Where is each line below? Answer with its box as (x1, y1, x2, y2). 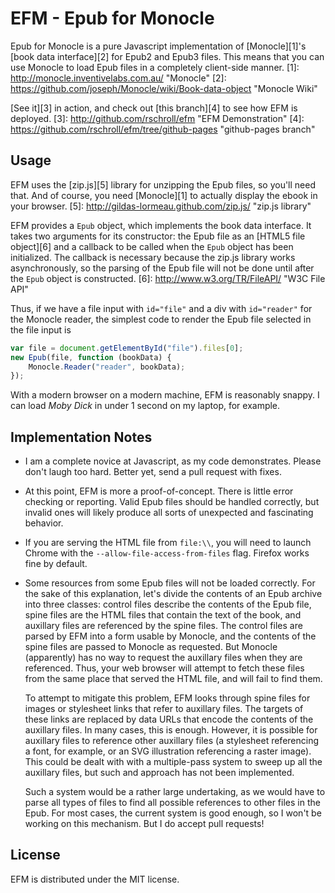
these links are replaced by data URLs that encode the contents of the (24, 713, 314, 726)
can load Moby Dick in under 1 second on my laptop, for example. (10, 400, 281, 412)
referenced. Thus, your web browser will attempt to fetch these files (24, 662, 305, 674)
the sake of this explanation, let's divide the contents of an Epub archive (24, 588, 323, 600)
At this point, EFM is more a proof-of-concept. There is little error (24, 485, 294, 497)
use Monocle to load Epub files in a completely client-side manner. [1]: (10, 61, 300, 73)
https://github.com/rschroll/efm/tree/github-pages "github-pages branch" (10, 123, 316, 135)
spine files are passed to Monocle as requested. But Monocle (24, 641, 278, 653)
